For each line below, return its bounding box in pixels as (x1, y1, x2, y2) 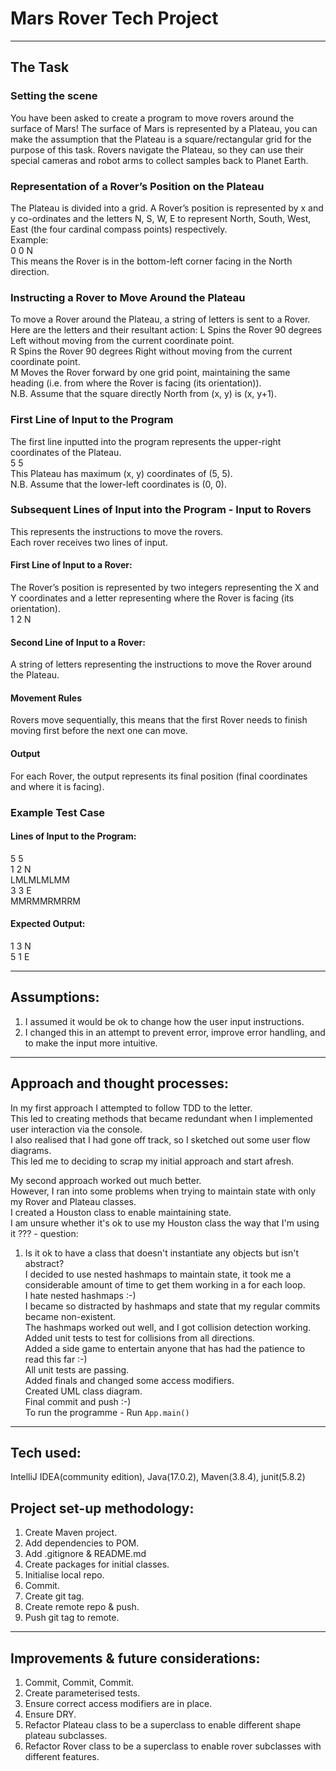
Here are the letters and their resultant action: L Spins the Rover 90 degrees (10, 324, 323, 336)
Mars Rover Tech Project (10, 7, 219, 30)
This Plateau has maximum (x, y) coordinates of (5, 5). (10, 467, 233, 479)
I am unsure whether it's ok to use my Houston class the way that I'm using (10, 1217, 320, 1229)
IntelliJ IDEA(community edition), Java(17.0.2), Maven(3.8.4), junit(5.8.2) (10, 1471, 306, 1483)
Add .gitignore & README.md (24, 1548, 147, 1560)
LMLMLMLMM (10, 873, 70, 886)
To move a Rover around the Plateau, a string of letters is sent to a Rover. (10, 313, 311, 326)
